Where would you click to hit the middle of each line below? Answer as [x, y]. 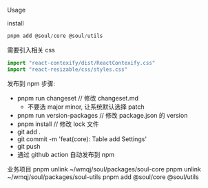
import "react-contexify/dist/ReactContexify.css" [81, 63]
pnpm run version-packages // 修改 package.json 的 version [102, 115]
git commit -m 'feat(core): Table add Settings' [82, 139]
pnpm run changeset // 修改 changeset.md [78, 98]
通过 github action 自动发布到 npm [66, 154]
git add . [29, 132]
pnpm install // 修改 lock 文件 [58, 124]
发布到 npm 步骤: [31, 83]
